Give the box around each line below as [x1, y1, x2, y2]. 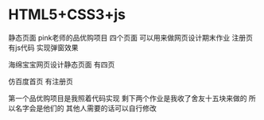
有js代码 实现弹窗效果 [8, 42, 79, 52]
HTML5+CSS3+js [8, 6, 126, 24]
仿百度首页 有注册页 [8, 76, 73, 86]
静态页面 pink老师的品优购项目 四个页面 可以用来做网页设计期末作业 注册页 [8, 33, 253, 42]
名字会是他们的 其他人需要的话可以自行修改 [14, 103, 157, 113]
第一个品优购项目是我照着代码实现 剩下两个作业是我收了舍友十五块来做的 [8, 93, 247, 103]
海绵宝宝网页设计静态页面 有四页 [8, 60, 115, 69]
